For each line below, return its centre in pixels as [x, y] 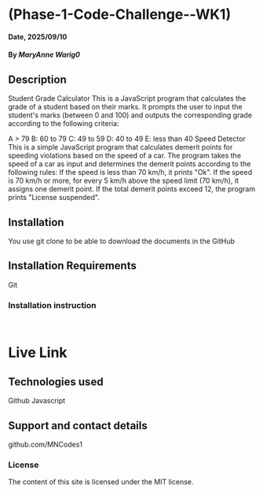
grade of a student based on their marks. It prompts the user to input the [125, 107]
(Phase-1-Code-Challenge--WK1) [120, 15]
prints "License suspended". [54, 198]
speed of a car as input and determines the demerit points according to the [130, 164]
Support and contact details [78, 426]
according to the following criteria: [64, 124]
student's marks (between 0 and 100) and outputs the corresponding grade [130, 115]
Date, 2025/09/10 [38, 36]
